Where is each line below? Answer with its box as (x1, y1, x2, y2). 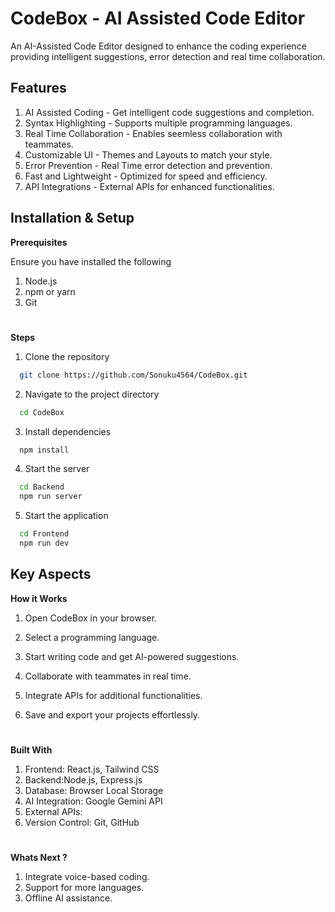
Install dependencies (24, 425, 112, 437)
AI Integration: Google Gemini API (24, 795, 163, 807)
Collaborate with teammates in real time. (24, 670, 192, 682)
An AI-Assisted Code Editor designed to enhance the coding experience (10, 40, 307, 52)
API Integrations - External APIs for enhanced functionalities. (24, 180, 275, 192)
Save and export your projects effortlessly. (24, 708, 201, 721)
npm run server (19, 492, 83, 502)
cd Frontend (19, 529, 70, 539)
